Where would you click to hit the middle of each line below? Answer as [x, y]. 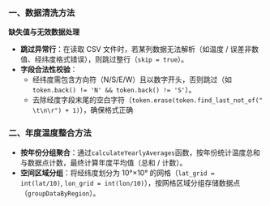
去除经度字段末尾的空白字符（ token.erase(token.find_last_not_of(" [148, 100]
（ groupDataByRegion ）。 [60, 193]
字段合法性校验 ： [49, 70]
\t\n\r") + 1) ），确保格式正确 [83, 110]
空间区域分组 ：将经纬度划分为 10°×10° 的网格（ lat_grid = [117, 173]
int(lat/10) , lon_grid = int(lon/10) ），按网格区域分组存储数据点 [130, 182]
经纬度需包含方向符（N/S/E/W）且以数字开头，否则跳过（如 [132, 79]
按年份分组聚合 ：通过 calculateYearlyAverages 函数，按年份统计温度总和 [140, 152]
